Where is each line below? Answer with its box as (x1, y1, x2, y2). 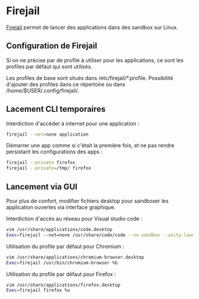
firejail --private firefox (6, 160, 76, 166)
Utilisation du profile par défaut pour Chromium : (6, 243, 124, 250)
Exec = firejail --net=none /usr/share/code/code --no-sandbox (6, 232, 161, 238)
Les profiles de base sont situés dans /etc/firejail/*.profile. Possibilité (6, 74, 174, 81)
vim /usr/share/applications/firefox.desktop (6, 282, 120, 288)
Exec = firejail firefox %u (6, 287, 70, 294)
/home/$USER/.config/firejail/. (6, 87, 79, 94)
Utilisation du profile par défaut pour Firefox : (6, 271, 116, 278)
